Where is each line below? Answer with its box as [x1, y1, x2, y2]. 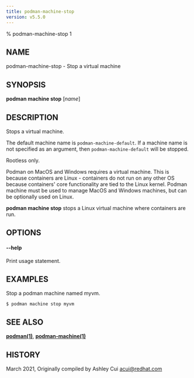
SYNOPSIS [6, 80, 46, 90]
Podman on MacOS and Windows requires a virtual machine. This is [6, 168, 169, 175]
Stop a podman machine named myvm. [6, 290, 101, 297]
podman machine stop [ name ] [6, 95, 81, 103]
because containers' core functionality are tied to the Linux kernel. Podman [6, 180, 188, 188]
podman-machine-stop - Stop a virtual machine [6, 63, 121, 70]
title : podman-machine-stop [6, 8, 75, 15]
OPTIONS [6, 228, 41, 238]
